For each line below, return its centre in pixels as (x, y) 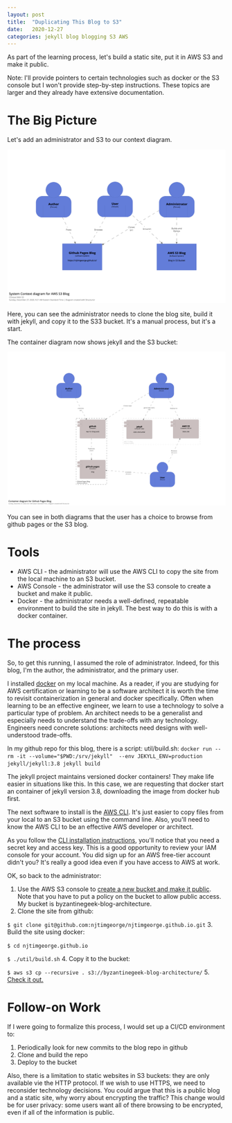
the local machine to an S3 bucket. (66, 579)
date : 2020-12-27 (35, 29)
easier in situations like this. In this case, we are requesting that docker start (115, 784)
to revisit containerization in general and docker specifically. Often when (110, 698)
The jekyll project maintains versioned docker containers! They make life (111, 776)
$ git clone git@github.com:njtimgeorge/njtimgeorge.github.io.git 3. (110, 924)
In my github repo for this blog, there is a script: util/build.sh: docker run (110, 748)
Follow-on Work (54, 1007)
